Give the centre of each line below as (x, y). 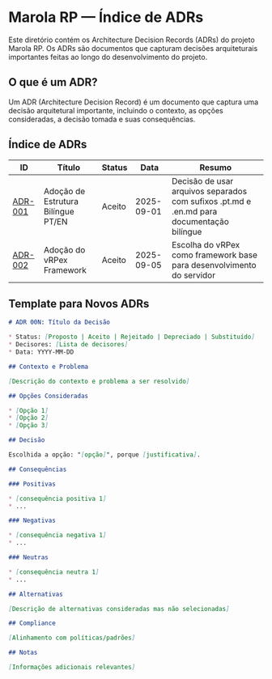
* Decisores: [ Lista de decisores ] (68, 345)
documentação (200, 221)
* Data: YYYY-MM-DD (41, 352)
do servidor (193, 275)
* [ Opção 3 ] (28, 426)
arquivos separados (209, 191)
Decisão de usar (202, 180)
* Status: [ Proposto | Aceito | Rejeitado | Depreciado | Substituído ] (132, 337)
